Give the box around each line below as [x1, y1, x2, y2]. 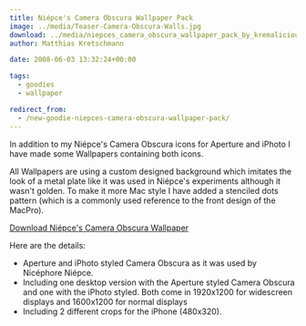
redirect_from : [9, 105, 67, 114]
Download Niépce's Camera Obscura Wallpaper [9, 222, 189, 233]
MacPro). [9, 204, 44, 215]
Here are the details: [9, 239, 87, 250]
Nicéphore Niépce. [22, 267, 94, 278]
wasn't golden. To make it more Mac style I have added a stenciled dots [9, 185, 280, 196]
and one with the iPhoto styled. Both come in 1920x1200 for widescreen [22, 286, 293, 297]
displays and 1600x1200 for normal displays [22, 296, 189, 307]
